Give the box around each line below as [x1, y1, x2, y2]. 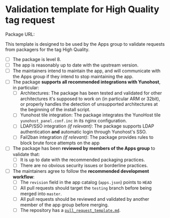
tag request [5, 14, 55, 26]
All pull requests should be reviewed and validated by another [20, 196, 150, 202]
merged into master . [20, 191, 62, 197]
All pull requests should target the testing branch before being [20, 184, 152, 191]
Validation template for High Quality [5, 4, 160, 15]
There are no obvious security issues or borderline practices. [20, 162, 148, 168]
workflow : [12, 174, 35, 180]
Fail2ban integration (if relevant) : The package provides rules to [20, 134, 154, 140]
